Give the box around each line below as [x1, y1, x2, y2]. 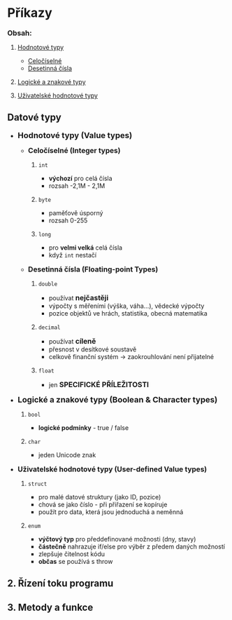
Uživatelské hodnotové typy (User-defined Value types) [17, 464, 208, 474]
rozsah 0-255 [48, 216, 88, 224]
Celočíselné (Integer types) [27, 145, 121, 155]
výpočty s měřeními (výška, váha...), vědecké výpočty [48, 302, 205, 310]
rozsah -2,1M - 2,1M [48, 181, 106, 190]
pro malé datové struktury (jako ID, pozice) [38, 492, 161, 501]
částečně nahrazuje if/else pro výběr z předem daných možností [38, 542, 226, 551]
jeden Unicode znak [38, 450, 96, 459]
